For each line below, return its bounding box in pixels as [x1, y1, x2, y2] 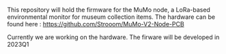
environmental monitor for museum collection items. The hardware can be [7, 13, 216, 21]
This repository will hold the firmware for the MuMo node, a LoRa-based [7, 6, 210, 13]
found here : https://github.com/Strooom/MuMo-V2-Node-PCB [7, 20, 184, 28]
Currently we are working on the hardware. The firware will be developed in [7, 33, 220, 41]
